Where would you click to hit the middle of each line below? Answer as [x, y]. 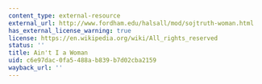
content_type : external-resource [64, 16]
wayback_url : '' [35, 68]
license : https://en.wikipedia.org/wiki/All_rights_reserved [113, 38]
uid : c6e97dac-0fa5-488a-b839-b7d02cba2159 [83, 61]
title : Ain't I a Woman [48, 53]
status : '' [27, 46]
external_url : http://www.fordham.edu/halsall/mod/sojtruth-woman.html [131, 23]
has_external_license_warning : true [70, 30]
